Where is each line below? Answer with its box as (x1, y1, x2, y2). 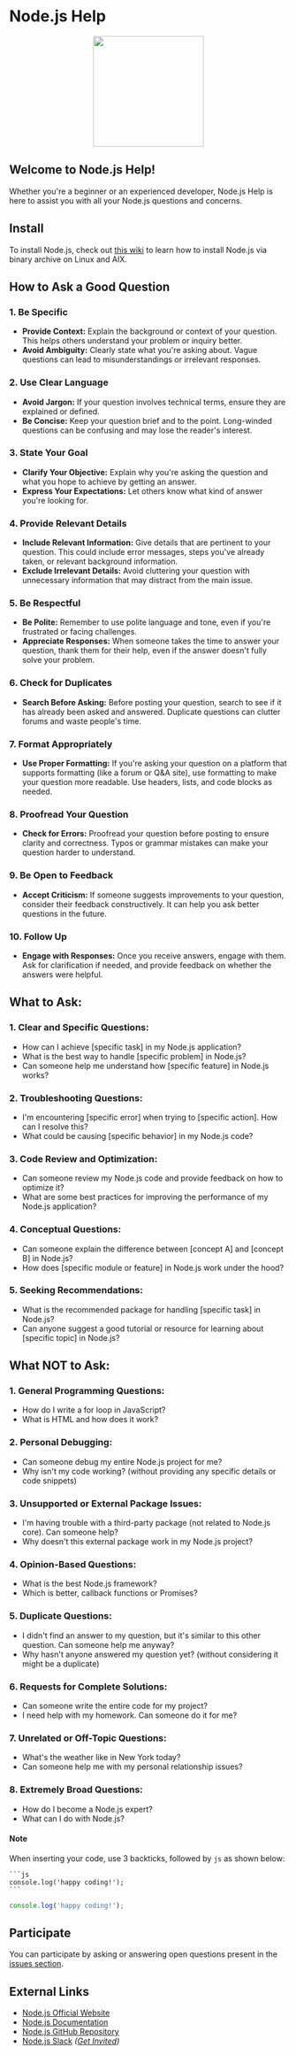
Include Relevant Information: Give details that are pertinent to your (21, 537, 271, 548)
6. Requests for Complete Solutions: (9, 1680, 168, 1692)
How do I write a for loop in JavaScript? (21, 1405, 166, 1415)
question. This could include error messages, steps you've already (21, 547, 265, 558)
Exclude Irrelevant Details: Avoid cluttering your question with (21, 566, 250, 576)
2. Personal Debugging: (9, 1436, 113, 1449)
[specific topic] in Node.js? (21, 1332, 120, 1343)
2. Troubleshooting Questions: (9, 1091, 143, 1104)
